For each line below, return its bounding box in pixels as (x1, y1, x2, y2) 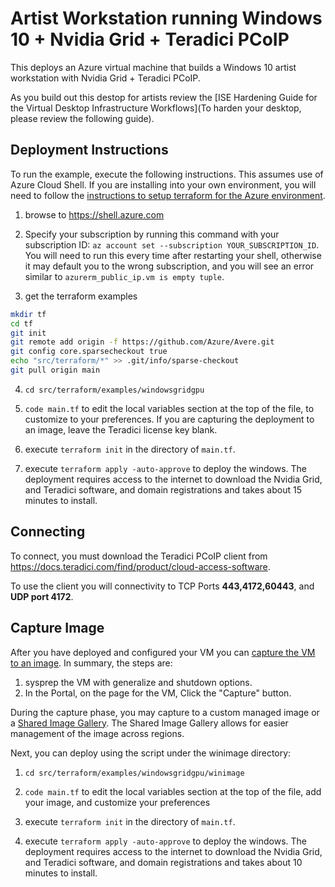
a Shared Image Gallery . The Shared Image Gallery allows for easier (10, 717, 289, 729)
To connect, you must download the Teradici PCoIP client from (10, 550, 268, 562)
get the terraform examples (24, 290, 138, 302)
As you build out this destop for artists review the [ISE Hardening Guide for (10, 91, 318, 103)
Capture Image (10, 620, 105, 637)
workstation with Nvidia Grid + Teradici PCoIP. (10, 72, 201, 84)
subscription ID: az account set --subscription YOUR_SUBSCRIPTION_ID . (24, 238, 320, 251)
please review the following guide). (10, 112, 155, 124)
